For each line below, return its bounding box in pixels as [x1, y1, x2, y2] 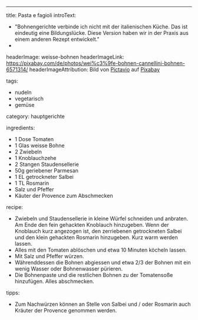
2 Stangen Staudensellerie [14, 161, 80, 168]
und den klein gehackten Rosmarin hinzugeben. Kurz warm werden [14, 234, 178, 241]
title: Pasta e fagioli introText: [6, 12, 77, 18]
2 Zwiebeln [14, 148, 42, 155]
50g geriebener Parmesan [14, 167, 78, 174]
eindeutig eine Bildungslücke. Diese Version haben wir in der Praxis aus [14, 30, 189, 36]
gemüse [14, 102, 35, 108]
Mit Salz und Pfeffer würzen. [14, 253, 84, 260]
